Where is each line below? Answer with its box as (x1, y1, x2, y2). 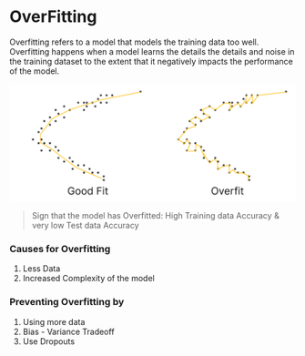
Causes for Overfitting (9, 243, 111, 256)
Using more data (22, 316, 86, 327)
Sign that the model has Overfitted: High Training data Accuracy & (31, 210, 280, 221)
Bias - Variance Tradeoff (22, 326, 116, 337)
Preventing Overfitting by (9, 296, 125, 309)
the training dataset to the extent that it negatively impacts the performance (9, 56, 293, 66)
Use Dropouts (22, 335, 76, 347)
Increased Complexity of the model (22, 273, 155, 284)
